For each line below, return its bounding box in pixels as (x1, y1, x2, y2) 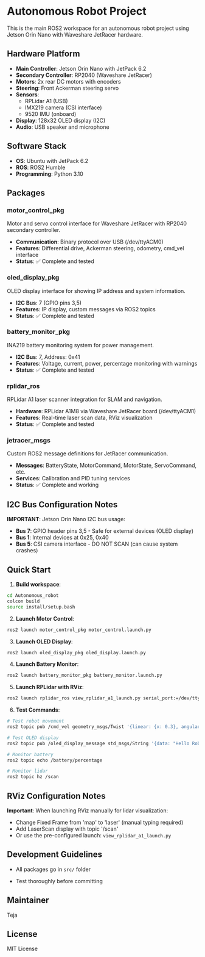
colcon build (7, 598, 40, 604)
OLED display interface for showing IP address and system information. (7, 287, 186, 294)
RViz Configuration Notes (7, 790, 106, 801)
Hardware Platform (7, 49, 80, 59)
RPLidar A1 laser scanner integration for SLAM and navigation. (7, 395, 163, 403)
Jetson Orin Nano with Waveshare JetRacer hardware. (7, 31, 144, 38)
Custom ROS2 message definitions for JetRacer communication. (7, 450, 169, 457)
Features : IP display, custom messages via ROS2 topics (15, 305, 156, 312)
